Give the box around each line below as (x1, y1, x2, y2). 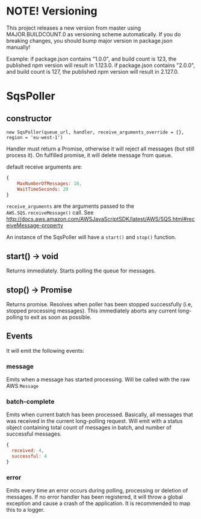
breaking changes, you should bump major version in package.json (6, 37, 173, 44)
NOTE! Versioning (6, 4, 97, 18)
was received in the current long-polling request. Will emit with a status (6, 417, 183, 425)
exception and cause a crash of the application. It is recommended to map (6, 500, 191, 507)
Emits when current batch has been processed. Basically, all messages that (6, 411, 194, 418)
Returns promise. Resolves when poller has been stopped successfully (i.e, (6, 301, 193, 308)
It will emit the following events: (6, 347, 84, 354)
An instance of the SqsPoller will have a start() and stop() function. (6, 234, 176, 241)
